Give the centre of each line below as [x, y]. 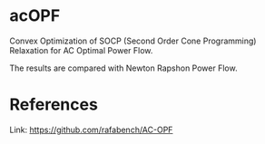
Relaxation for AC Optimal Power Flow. [81, 50]
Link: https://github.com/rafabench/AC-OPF [91, 130]
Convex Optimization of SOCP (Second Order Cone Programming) [133, 41]
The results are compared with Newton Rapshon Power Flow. [123, 68]
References [54, 105]
